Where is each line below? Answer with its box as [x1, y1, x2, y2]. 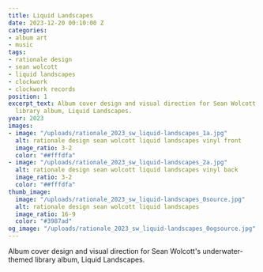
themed [8, 255, 34, 264]
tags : [8, 48, 26, 56]
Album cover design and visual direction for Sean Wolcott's [8, 247, 201, 255]
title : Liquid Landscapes [8, 11, 93, 20]
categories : [8, 26, 47, 34]
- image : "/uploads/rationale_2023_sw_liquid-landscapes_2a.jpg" [8, 159, 227, 167]
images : [8, 122, 34, 130]
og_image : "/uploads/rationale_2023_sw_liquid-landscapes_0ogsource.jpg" [8, 225, 257, 233]
